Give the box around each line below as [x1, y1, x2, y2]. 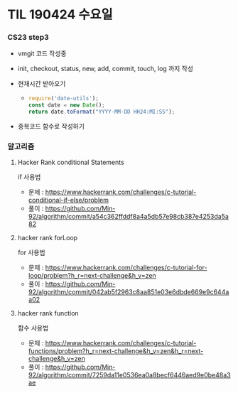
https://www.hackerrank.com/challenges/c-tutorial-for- [45, 264, 207, 272]
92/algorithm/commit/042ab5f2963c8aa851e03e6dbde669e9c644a [28, 288, 229, 296]
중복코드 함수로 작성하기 [17, 122, 85, 131]
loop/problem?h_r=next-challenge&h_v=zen [28, 271, 156, 280]
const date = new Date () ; [28, 102, 105, 109]
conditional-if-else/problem [28, 196, 109, 205]
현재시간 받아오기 [17, 80, 66, 88]
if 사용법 [17, 173, 41, 181]
